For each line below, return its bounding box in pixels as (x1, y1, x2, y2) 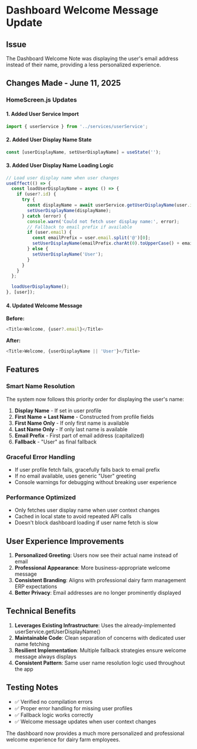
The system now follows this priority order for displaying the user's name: (6, 395, 185, 402)
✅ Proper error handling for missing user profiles (14, 704, 133, 711)
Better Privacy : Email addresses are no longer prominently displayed (14, 589, 181, 596)
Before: (6, 315, 25, 322)
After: (6, 337, 21, 344)
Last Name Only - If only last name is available (14, 425, 128, 432)
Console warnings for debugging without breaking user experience (14, 478, 177, 485)
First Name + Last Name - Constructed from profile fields (14, 413, 154, 420)
